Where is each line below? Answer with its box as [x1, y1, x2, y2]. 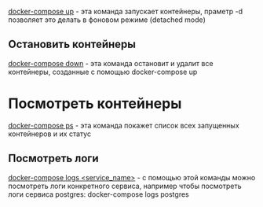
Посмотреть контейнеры [8, 94, 182, 113]
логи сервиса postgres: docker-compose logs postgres [8, 189, 190, 199]
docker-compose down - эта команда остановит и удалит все [8, 58, 214, 68]
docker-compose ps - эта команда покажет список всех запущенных [8, 120, 239, 130]
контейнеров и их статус [8, 129, 92, 139]
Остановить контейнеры [8, 38, 136, 51]
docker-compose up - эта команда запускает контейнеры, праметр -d [8, 7, 243, 16]
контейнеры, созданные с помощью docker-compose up [8, 67, 198, 76]
